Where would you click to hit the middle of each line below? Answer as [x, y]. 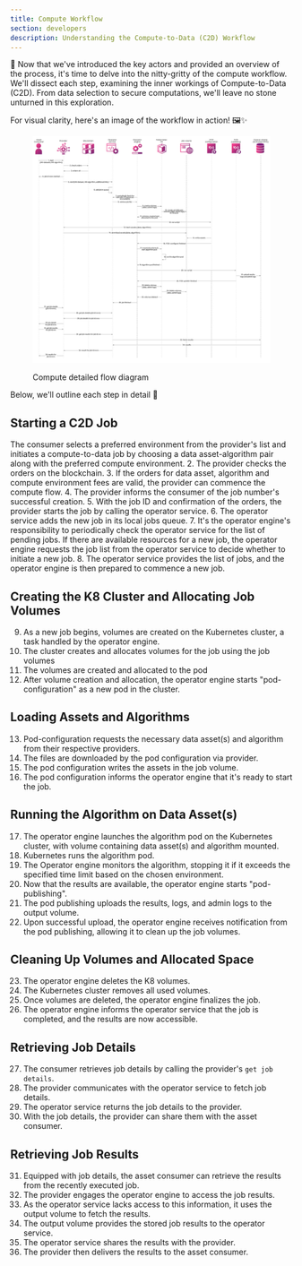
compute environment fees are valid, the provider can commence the [138, 483]
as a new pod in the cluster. [129, 689]
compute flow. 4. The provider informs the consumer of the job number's [145, 492]
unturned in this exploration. [62, 102]
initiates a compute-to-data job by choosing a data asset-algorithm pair [142, 454]
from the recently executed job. [81, 1185]
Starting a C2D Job [64, 422]
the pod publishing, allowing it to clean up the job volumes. [132, 931]
